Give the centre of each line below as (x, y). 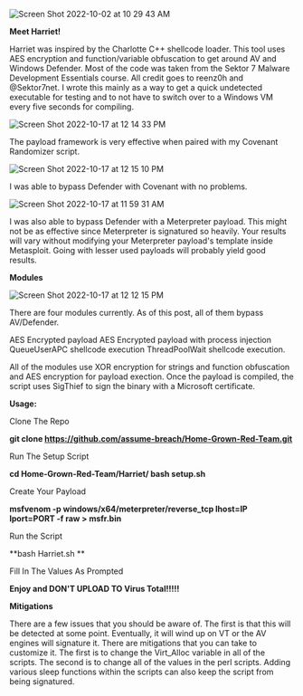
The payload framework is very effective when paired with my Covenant (144, 142)
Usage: (24, 404)
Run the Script (36, 536)
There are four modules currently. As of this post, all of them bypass (137, 313)
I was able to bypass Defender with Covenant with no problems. (128, 186)
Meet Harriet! (35, 31)
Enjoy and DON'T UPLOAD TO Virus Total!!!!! (95, 589)
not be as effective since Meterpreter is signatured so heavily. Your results (148, 231)
